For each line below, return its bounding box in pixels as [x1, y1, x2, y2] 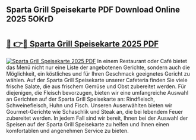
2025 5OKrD [6, 14, 54, 24]
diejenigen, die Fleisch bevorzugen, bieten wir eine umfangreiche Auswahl [6, 89, 189, 96]
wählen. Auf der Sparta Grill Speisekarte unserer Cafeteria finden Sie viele [6, 77, 188, 83]
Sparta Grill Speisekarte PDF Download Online [6, 5, 180, 15]
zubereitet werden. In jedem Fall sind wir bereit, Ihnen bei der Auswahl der [6, 114, 188, 122]
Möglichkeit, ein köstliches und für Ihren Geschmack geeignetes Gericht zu [6, 70, 190, 77]
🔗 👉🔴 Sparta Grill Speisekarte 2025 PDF [6, 39, 159, 49]
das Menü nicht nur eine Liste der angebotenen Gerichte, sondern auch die [6, 64, 190, 71]
